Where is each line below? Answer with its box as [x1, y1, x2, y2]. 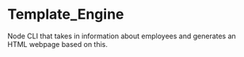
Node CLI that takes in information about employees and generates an [7, 31, 237, 41]
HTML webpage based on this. [7, 39, 109, 48]
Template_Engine [7, 5, 124, 23]
